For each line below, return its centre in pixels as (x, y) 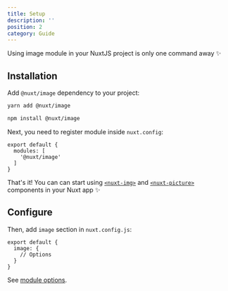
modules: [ (30, 151)
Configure (30, 213)
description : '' (31, 20)
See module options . (37, 280)
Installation (32, 76)
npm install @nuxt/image (44, 118)
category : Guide (31, 33)
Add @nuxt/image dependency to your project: (74, 93)
